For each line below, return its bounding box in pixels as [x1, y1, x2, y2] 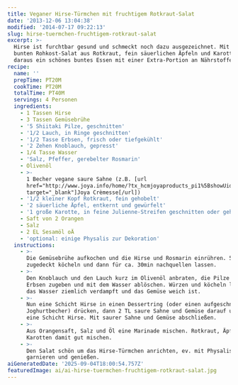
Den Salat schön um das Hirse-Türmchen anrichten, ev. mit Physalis [25, 347, 233, 354]
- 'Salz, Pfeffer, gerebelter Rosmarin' [20, 156, 141, 163]
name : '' [13, 70, 40, 77]
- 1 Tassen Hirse [20, 109, 72, 116]
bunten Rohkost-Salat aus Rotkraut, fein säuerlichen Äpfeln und [13, 50, 211, 58]
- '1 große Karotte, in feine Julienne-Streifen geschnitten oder [20, 209, 220, 216]
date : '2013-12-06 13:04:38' [7, 17, 93, 24]
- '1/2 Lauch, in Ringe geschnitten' [20, 129, 132, 136]
